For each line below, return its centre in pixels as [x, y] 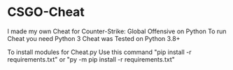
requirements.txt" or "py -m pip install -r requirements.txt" [91, 59]
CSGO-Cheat [46, 12]
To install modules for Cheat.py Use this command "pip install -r [99, 52]
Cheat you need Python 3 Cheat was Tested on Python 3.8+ [94, 38]
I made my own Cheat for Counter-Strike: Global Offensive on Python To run [117, 31]
